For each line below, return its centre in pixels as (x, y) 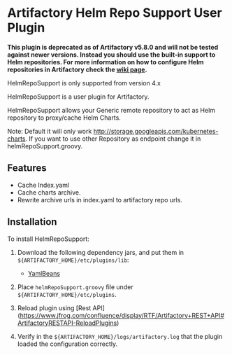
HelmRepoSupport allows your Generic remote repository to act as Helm (111, 110)
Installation (32, 222)
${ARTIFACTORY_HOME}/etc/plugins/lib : (73, 260)
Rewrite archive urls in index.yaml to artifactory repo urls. (100, 200)
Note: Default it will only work (50, 131)
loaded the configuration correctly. (67, 344)
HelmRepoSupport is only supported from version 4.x (84, 83)
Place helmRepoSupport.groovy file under (75, 287)
